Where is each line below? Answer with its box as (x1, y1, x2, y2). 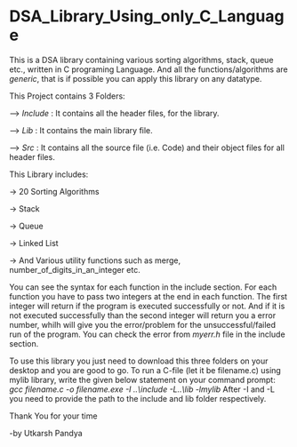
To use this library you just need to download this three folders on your (9, 355, 269, 366)
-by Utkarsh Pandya (9, 427, 83, 438)
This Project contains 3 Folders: (9, 91, 126, 101)
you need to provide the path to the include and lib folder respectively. (9, 393, 267, 403)
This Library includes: (9, 169, 89, 180)
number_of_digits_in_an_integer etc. (9, 264, 140, 275)
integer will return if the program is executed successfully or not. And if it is (9, 300, 285, 311)
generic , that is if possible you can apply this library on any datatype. (9, 73, 262, 84)
